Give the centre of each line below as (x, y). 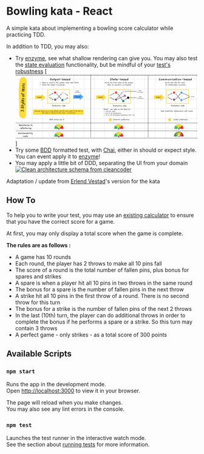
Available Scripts (39, 354)
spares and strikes (38, 276)
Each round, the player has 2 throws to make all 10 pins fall (88, 263)
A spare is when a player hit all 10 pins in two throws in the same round (104, 283)
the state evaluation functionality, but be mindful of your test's (93, 65)
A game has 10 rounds (43, 257)
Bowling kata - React (59, 11)
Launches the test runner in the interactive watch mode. (76, 438)
